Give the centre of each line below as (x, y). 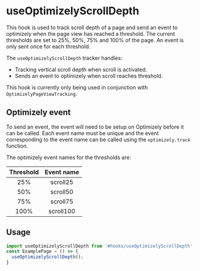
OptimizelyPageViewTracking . (42, 94)
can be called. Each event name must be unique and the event (82, 133)
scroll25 (62, 182)
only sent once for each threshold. (48, 46)
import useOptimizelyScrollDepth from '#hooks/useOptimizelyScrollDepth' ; (101, 246)
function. (17, 146)
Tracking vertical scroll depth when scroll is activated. (81, 69)
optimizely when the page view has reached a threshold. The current (91, 33)
